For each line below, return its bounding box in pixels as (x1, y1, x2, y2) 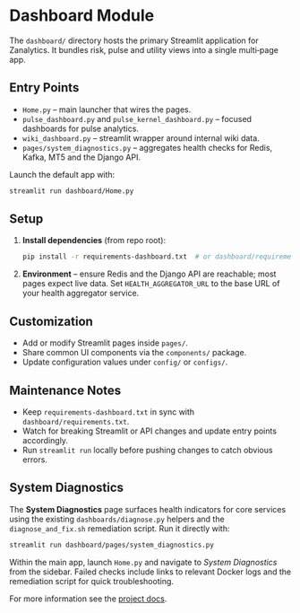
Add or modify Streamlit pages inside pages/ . (21, 337, 188, 348)
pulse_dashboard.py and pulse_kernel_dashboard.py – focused (21, 113, 253, 124)
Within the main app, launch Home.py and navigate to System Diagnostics (9, 556, 278, 567)
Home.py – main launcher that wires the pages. (21, 104, 192, 115)
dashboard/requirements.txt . (21, 416, 130, 426)
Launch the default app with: (9, 169, 116, 180)
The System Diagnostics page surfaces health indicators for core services (9, 504, 287, 514)
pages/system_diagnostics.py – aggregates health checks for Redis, (21, 142, 273, 153)
